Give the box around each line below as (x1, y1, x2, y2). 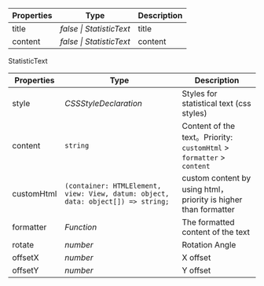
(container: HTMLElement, (64, 181, 162, 190)
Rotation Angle (181, 240, 236, 250)
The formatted (181, 217, 235, 227)
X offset (181, 252, 211, 262)
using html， (181, 184, 229, 195)
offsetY (12, 265, 39, 276)
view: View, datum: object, (64, 189, 170, 198)
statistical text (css (181, 98, 251, 108)
